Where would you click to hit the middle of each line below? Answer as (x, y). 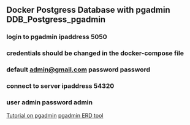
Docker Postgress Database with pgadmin (88, 10)
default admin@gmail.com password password (78, 70)
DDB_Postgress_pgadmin (56, 20)
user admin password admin (50, 102)
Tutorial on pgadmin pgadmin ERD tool (55, 116)
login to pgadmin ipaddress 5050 (57, 37)
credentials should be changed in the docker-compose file (95, 53)
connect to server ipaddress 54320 (60, 86)
